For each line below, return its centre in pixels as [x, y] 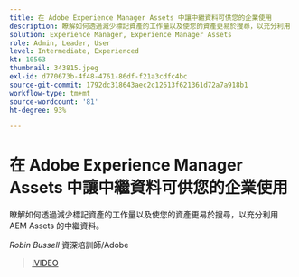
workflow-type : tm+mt [50, 93]
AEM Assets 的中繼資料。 [57, 226]
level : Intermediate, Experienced [75, 51]
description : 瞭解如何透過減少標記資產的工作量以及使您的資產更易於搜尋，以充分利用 [150, 26]
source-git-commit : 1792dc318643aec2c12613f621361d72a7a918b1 [129, 85]
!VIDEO [45, 263]
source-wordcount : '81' [54, 102]
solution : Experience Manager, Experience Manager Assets [121, 34]
